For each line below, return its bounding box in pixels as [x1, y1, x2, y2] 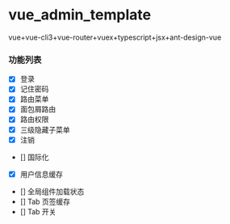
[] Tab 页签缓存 [19, 197, 71, 206]
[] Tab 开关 [19, 206, 56, 216]
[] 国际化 [19, 152, 49, 162]
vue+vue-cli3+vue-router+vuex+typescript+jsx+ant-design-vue [8, 32, 222, 42]
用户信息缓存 [19, 169, 63, 179]
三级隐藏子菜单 [19, 125, 70, 134]
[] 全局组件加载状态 [19, 186, 85, 196]
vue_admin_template [8, 6, 152, 24]
